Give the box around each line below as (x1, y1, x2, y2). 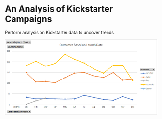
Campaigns (5, 13, 52, 25)
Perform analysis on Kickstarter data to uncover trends (5, 29, 114, 35)
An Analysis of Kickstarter (5, 3, 113, 14)
